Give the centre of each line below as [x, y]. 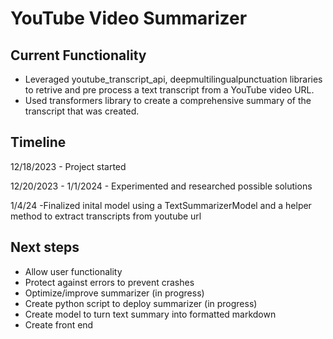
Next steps [45, 247]
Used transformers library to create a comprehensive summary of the [168, 100]
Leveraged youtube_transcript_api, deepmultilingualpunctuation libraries [173, 79]
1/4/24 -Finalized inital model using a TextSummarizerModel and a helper [161, 205]
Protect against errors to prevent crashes [109, 282]
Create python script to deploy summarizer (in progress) [141, 303]
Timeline [38, 142]
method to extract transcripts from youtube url [106, 216]
